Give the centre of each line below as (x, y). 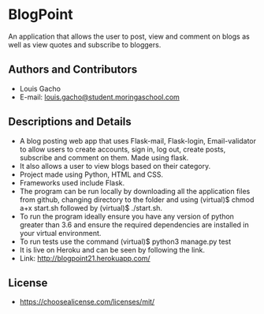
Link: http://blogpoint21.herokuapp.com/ (85, 258)
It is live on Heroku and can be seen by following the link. (112, 249)
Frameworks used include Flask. (72, 182)
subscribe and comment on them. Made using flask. (104, 157)
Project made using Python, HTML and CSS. (91, 174)
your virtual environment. (60, 233)
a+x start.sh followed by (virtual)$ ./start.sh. (91, 207)
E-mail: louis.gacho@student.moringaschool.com (99, 97)
